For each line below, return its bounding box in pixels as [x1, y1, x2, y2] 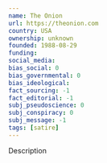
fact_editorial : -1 [8, 94, 74, 102]
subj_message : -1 [8, 116, 67, 124]
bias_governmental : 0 [8, 71, 81, 79]
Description [8, 145, 47, 155]
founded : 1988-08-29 [8, 42, 78, 50]
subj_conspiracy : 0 [8, 109, 74, 117]
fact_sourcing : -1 [8, 86, 70, 95]
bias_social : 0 [8, 64, 60, 72]
